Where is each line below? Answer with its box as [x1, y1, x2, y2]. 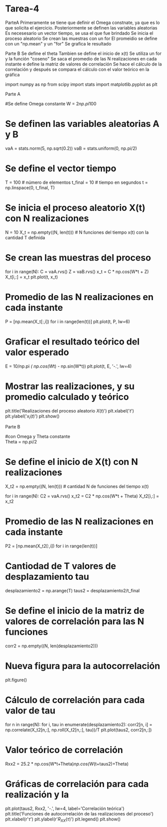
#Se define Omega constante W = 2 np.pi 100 [5, 100, 97, 106]
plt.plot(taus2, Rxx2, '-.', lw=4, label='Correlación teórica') [5, 805, 125, 812]
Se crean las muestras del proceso [5, 252, 151, 263]
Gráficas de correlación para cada [5, 779, 149, 790]
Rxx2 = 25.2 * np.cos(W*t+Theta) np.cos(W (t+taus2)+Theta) [5, 761, 129, 767]
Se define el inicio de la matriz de [5, 605, 145, 617]
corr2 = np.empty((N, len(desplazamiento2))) [5, 643, 98, 649]
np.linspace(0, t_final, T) [5, 184, 55, 190]
